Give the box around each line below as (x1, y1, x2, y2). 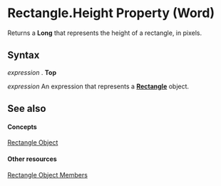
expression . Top (7, 68, 57, 76)
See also (7, 103, 46, 115)
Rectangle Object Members (7, 170, 88, 179)
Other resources (7, 155, 57, 163)
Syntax (7, 49, 40, 61)
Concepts (7, 123, 37, 131)
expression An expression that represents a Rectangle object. (7, 82, 190, 91)
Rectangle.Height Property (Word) (7, 5, 215, 21)
